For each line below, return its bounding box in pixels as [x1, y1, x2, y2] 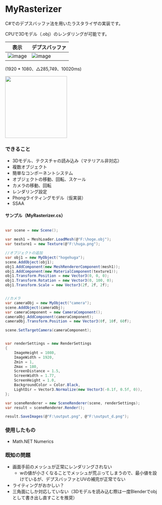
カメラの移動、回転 [12, 183, 52, 188]
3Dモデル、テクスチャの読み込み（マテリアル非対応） [12, 158, 122, 164]
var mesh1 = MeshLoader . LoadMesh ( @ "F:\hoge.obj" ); [5, 237, 112, 242]
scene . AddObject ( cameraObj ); [5, 305, 65, 310]
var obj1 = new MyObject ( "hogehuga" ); [5, 255, 85, 260]
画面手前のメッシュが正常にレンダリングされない [12, 463, 112, 469]
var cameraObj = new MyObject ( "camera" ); [5, 300, 92, 305]
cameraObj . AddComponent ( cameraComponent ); [5, 314, 94, 320]
